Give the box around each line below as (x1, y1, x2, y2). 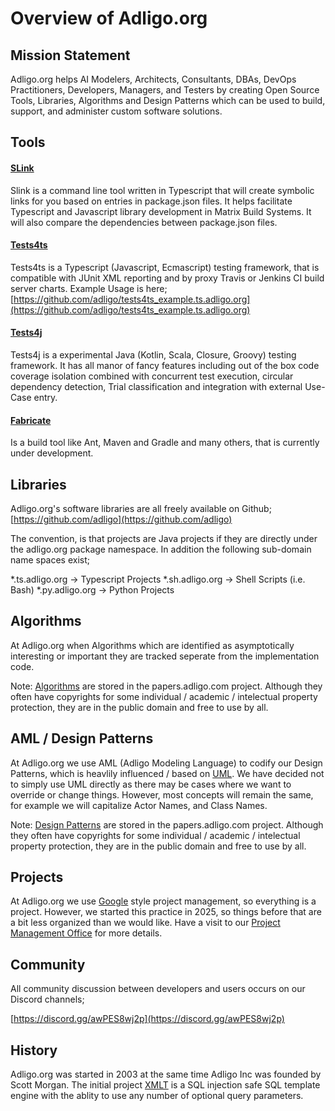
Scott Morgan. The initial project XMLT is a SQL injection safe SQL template (10, 1079, 321, 1091)
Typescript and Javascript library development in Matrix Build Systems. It (10, 205, 312, 217)
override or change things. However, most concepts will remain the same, (10, 788, 314, 801)
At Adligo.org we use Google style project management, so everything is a (10, 895, 317, 907)
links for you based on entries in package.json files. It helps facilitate (10, 195, 293, 207)
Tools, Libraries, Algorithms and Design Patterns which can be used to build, (10, 95, 326, 106)
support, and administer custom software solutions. (10, 105, 223, 117)
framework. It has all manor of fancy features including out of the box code (10, 360, 320, 371)
